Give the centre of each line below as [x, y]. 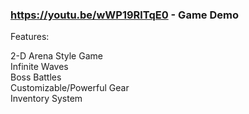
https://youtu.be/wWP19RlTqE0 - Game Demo [124, 15]
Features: [30, 37]
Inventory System [46, 99]
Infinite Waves [39, 67]
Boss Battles [36, 77]
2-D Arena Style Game [56, 56]
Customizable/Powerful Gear [70, 88]
